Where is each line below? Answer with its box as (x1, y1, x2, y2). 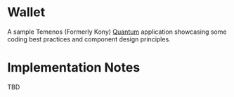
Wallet (7, 4, 46, 20)
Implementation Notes (7, 60, 141, 76)
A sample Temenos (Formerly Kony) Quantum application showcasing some (7, 27, 227, 36)
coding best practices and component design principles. (7, 34, 171, 43)
